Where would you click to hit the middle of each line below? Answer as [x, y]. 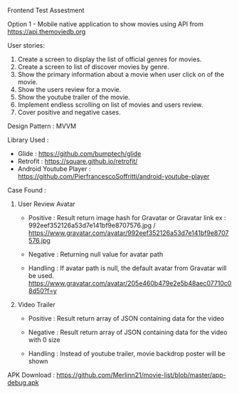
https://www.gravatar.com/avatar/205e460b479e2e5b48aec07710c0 [130, 283]
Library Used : [28, 140]
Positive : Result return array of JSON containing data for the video [126, 318]
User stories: [26, 45]
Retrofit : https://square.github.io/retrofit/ [78, 161]
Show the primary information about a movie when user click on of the [121, 74]
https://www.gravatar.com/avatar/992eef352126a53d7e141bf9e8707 [128, 233]
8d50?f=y [42, 291]
